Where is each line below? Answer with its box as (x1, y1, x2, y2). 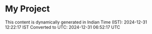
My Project (5, 3, 50, 14)
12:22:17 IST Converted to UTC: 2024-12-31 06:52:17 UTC (5, 24, 120, 30)
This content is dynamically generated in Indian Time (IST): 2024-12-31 (5, 19, 147, 25)
